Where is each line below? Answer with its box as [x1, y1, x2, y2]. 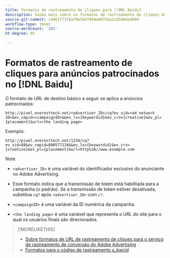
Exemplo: [5, 128, 25, 134]
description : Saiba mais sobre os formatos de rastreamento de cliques [5, 12, 159, 17]
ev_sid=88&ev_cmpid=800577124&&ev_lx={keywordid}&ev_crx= [5, 142, 130, 147]
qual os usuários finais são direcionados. [12, 216, 98, 223]
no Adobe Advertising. [12, 170, 60, 177]
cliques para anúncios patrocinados [5, 68, 159, 79]
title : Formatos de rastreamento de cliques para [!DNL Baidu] [5, 7, 142, 13]
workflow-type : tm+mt [5, 21, 51, 27]
